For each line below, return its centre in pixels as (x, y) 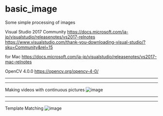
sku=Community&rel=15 (29, 47)
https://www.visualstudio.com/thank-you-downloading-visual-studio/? (75, 42)
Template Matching (24, 108)
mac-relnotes (18, 62)
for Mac (13, 56)
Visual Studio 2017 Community (36, 32)
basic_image (31, 9)
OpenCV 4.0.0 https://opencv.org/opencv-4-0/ (52, 71)
